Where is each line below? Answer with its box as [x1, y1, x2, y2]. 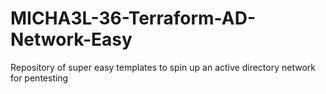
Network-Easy [10, 28, 133, 51]
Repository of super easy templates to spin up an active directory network [10, 61, 316, 73]
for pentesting [10, 72, 69, 84]
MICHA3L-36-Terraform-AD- [10, 7, 256, 30]
